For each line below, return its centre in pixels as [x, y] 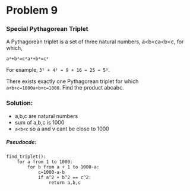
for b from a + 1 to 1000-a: [64, 167]
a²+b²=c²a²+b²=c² [28, 59]
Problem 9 [32, 10]
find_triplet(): [26, 157]
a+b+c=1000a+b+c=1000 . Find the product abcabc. [65, 88]
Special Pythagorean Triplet [47, 29]
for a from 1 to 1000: [45, 162]
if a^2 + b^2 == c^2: [65, 177]
